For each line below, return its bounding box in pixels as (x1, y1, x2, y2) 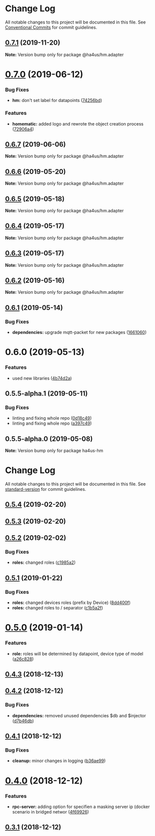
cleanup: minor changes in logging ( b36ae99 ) (12, 758, 106, 764)
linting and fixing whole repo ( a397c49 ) (12, 420, 92, 427)
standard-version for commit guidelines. (5, 486, 86, 492)
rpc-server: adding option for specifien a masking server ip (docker (12, 804, 150, 810)
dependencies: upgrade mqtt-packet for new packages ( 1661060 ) (12, 329, 147, 335)
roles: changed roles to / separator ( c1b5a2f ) (12, 605, 103, 611)
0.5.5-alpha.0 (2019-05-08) (5, 434, 93, 443)
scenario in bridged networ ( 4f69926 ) (12, 809, 89, 814)
